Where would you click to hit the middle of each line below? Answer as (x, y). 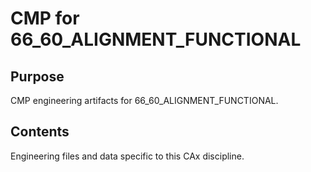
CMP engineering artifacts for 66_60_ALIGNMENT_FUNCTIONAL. (144, 100)
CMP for (45, 18)
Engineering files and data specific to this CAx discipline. (127, 156)
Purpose (37, 76)
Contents (40, 132)
